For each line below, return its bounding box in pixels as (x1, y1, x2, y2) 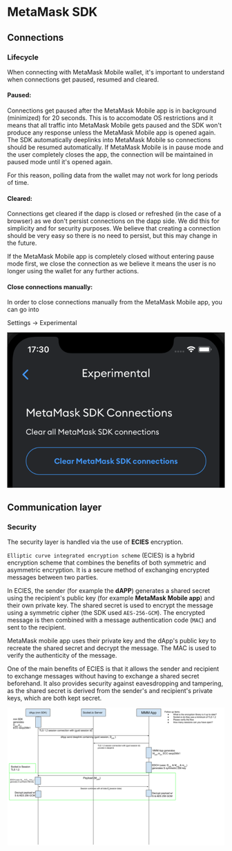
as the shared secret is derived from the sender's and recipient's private (7, 687, 213, 695)
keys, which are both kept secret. (7, 694, 102, 703)
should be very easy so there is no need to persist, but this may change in (7, 232, 217, 240)
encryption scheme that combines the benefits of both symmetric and (7, 558, 206, 567)
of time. (7, 179, 29, 187)
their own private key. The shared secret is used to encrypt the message (7, 601, 213, 609)
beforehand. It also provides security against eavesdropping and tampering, (7, 679, 224, 687)
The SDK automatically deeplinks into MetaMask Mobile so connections (7, 136, 211, 144)
